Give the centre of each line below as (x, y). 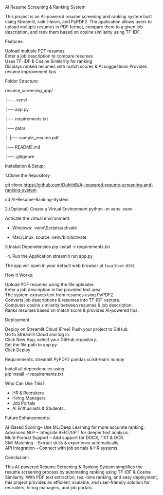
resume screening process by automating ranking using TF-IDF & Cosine (78, 472)
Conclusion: (17, 457)
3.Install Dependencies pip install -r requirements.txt (58, 247)
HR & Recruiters (28, 393)
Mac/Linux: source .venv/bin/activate (49, 237)
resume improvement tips (31, 72)
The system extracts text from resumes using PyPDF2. (60, 295)
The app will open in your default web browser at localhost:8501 (70, 266)
